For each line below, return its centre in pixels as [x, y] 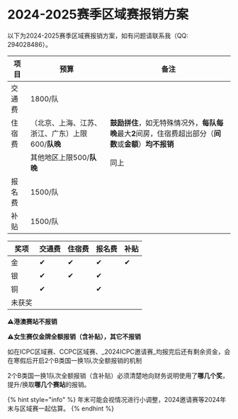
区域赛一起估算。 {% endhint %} [67, 408]
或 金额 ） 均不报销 [145, 144]
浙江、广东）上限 [59, 134]
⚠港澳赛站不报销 [33, 321]
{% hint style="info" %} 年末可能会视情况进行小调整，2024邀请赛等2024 [114, 399]
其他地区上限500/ [60, 157]
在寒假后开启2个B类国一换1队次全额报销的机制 [75, 360]
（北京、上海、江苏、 [66, 123]
